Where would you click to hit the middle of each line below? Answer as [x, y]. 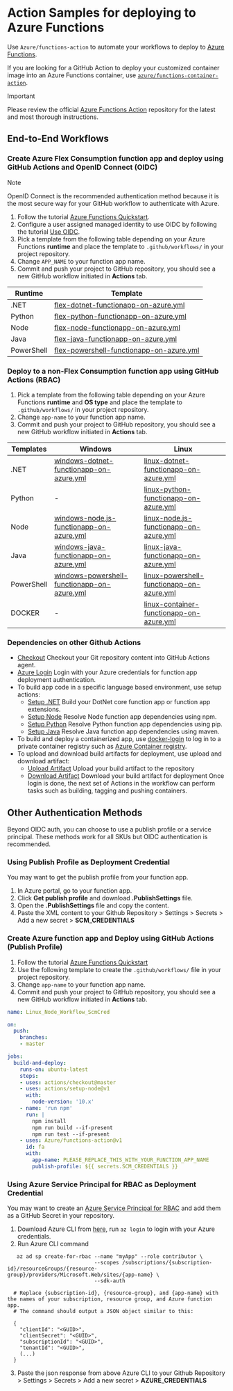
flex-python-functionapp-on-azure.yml [121, 316]
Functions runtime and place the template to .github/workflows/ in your [120, 246]
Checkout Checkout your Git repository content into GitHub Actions [113, 658]
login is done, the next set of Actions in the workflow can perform [121, 784]
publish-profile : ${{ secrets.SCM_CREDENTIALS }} [105, 1166]
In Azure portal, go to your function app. [75, 891]
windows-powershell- [91, 575]
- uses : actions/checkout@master [68, 1082]
